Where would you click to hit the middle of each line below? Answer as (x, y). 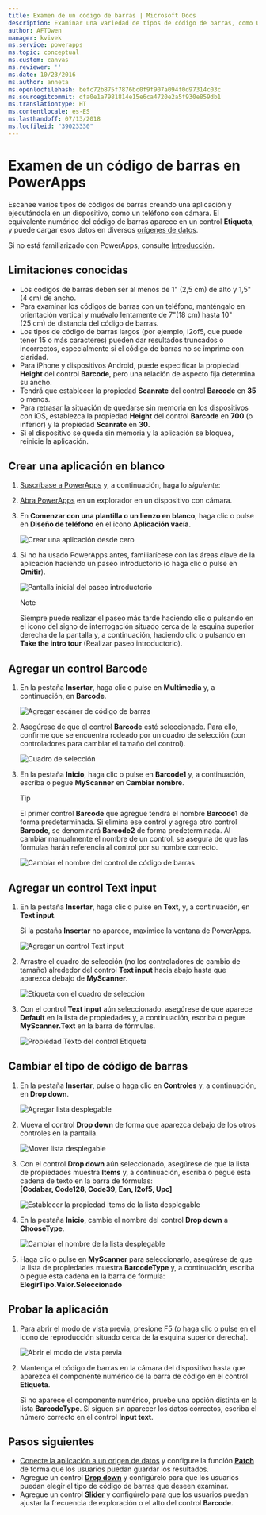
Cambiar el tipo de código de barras (98, 1066)
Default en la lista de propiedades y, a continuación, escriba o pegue (132, 1017)
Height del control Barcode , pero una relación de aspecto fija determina (137, 373)
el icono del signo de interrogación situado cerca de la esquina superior (137, 626)
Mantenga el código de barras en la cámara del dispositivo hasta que (132, 1367)
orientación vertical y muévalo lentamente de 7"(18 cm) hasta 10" (126, 314)
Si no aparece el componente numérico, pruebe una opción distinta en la (138, 1400)
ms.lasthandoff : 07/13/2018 (55, 119)
